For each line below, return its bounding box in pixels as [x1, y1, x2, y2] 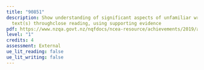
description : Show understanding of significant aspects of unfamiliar [6, 15, 191, 21]
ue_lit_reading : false [6, 49, 64, 55]
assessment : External [6, 43, 61, 49]
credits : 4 [6, 37, 34, 43]
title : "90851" [6, 9, 45, 15]
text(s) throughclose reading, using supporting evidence [12, 20, 162, 26]
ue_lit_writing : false [6, 54, 64, 60]
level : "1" [6, 32, 34, 38]
